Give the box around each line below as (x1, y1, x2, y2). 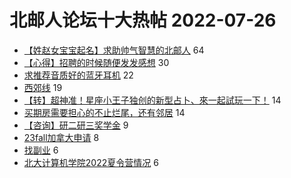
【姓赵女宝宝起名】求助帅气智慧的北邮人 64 (23, 44, 205, 56)
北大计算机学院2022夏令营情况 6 (23, 156, 159, 168)
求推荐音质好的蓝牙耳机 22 (23, 69, 134, 81)
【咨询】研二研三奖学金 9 (23, 119, 129, 131)
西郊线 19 (23, 81, 63, 93)
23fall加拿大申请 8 (23, 131, 100, 143)
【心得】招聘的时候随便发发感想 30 (23, 56, 170, 68)
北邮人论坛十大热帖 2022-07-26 (9, 9, 277, 32)
